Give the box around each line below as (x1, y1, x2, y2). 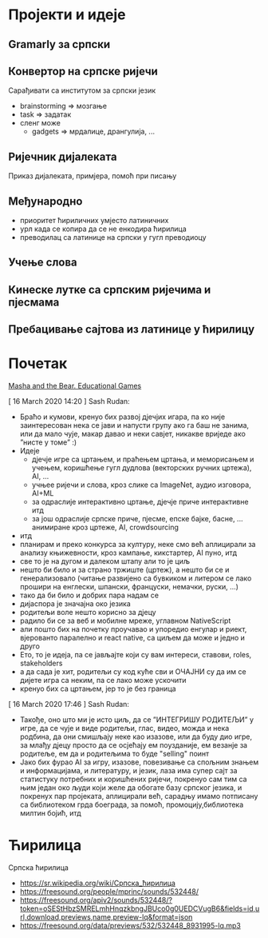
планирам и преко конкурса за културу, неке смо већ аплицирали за (19, 540, 256, 549)
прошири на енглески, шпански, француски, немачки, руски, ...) (19, 582, 239, 592)
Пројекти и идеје (8, 6, 126, 24)
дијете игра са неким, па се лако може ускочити (19, 676, 187, 685)
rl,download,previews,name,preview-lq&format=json (19, 912, 193, 922)
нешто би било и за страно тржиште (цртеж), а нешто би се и (19, 565, 230, 575)
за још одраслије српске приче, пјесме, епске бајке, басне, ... (31, 514, 243, 524)
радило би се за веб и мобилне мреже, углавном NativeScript (19, 616, 231, 625)
